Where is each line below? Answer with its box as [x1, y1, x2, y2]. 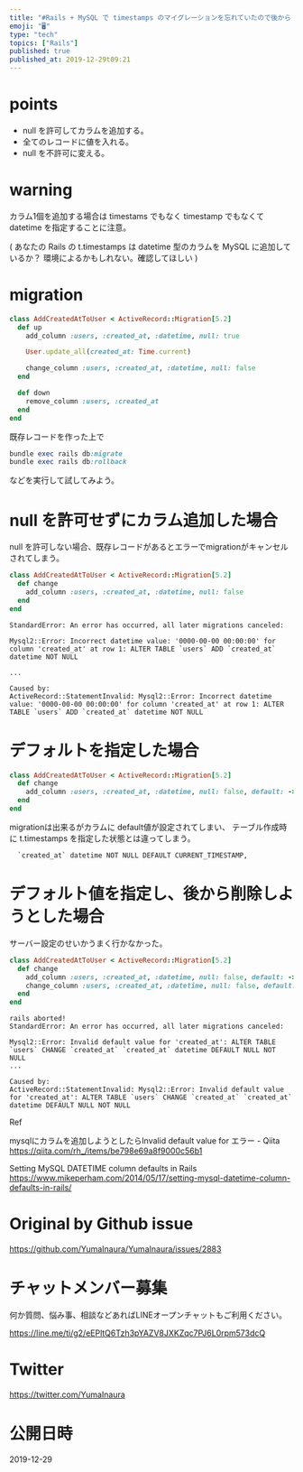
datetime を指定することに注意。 [9, 222, 132, 233]
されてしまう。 [9, 552, 65, 564]
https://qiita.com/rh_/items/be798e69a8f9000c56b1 [9, 1145, 203, 1156]
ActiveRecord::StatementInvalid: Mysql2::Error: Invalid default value [9, 1085, 284, 1095]
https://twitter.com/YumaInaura [9, 1389, 126, 1400]
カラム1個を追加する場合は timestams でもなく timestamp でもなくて [9, 210, 264, 221]
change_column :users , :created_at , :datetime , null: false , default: [25, 981, 297, 990]
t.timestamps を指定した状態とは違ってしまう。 [19, 832, 196, 844]
